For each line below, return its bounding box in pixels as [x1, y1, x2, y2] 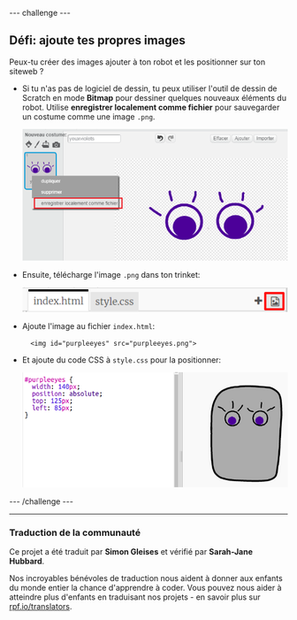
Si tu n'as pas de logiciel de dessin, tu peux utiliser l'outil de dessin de [21, 83, 278, 94]
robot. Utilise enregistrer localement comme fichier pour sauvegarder [21, 102, 280, 112]
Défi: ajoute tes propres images [9, 33, 186, 48]
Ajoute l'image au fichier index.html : [21, 320, 156, 331]
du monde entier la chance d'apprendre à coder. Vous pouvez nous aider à [9, 583, 282, 593]
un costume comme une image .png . [21, 111, 156, 122]
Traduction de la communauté [9, 526, 141, 539]
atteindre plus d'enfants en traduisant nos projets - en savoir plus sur [9, 592, 261, 602]
